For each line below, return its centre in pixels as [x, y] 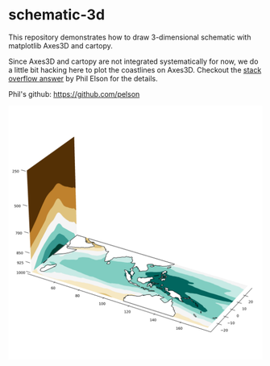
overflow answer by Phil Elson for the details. [83, 78]
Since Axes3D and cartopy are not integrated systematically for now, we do [133, 61]
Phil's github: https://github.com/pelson [74, 94]
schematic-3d [57, 15]
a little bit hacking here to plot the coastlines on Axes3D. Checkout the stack [135, 69]
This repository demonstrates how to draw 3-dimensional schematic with [130, 37]
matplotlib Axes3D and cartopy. [60, 45]
